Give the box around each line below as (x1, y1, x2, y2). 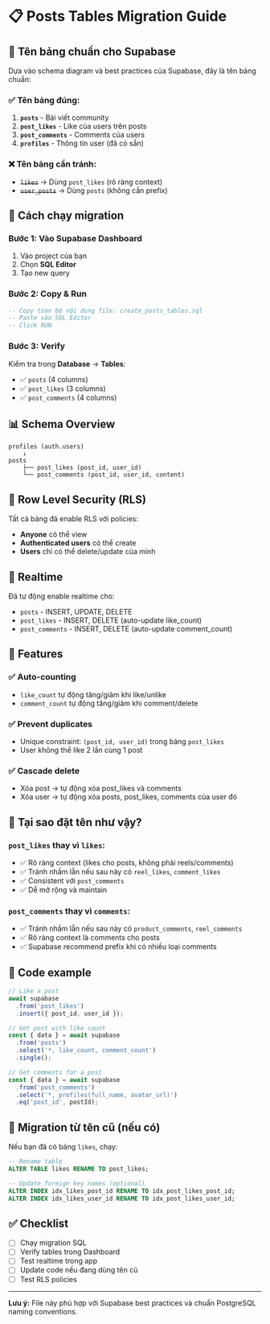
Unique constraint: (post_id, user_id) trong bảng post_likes (19, 736, 225, 746)
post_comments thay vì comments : (8, 905, 131, 916)
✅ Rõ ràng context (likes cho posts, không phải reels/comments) (19, 857, 235, 867)
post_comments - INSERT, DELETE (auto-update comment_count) (19, 623, 233, 633)
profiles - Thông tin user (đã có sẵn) (19, 138, 145, 148)
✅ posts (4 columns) (19, 374, 88, 384)
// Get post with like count (8, 1024, 106, 1032)
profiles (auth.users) (8, 442, 84, 451)
